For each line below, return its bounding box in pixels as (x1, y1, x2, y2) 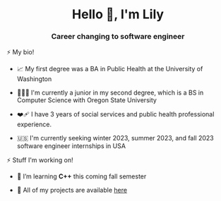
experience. (16, 120, 52, 129)
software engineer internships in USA (16, 142, 126, 150)
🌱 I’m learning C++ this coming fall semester (16, 172, 147, 181)
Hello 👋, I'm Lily (72, 6, 164, 23)
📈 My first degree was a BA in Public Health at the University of (16, 65, 203, 73)
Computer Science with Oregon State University (16, 96, 157, 104)
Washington (16, 75, 52, 83)
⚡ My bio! (6, 48, 35, 56)
